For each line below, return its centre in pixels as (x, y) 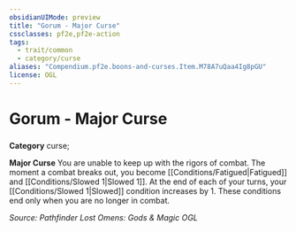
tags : (19, 42)
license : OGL (33, 75)
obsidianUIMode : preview (55, 17)
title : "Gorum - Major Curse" (65, 26)
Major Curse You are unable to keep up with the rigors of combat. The (137, 162)
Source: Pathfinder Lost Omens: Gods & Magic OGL (104, 217)
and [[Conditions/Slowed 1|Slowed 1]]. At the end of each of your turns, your (148, 182)
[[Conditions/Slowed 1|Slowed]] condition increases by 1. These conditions (145, 190)
